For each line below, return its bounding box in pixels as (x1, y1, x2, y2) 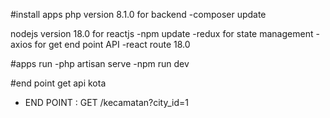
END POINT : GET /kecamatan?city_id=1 (24, 97, 189, 108)
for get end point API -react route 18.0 (34, 39, 191, 50)
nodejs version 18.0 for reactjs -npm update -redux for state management (10, 28, 314, 39)
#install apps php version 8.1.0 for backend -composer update (10, 9, 267, 20)
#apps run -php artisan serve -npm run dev (10, 58, 190, 69)
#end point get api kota (10, 77, 107, 89)
